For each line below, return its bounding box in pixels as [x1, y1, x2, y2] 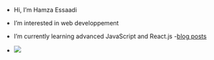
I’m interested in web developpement [13, 19, 119, 27]
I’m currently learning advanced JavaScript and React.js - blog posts [13, 32, 207, 40]
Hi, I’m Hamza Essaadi [13, 6, 77, 14]
